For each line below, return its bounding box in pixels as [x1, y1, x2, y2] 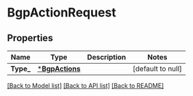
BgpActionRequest [7, 5, 116, 21]
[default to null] [132, 64, 183, 73]
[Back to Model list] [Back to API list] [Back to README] [7, 82, 164, 90]
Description [87, 53, 127, 62]
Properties [7, 32, 53, 44]
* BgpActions [37, 64, 81, 73]
